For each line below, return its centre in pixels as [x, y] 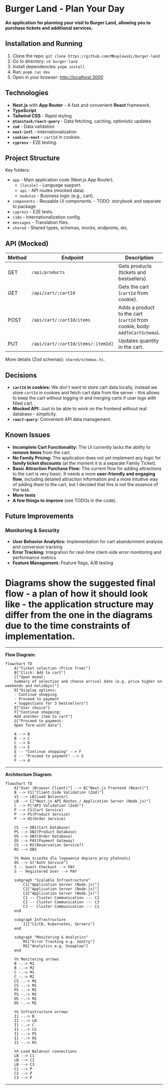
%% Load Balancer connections [46, 1051]
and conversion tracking [37, 547]
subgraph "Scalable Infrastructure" [52, 880]
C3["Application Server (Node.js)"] [61, 893]
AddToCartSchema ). [139, 333]
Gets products [135, 266]
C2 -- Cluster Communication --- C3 [61, 902]
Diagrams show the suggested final [80, 583]
